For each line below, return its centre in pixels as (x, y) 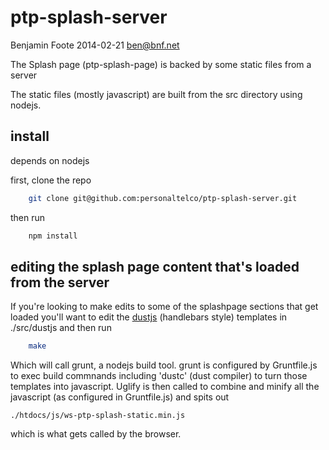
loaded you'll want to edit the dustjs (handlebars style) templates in (149, 317)
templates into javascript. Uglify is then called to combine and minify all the (165, 387)
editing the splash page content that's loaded (155, 266)
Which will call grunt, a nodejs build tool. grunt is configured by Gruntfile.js (164, 365)
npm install (53, 236)
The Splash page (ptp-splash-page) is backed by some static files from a (161, 64)
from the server (60, 282)
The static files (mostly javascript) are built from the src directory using (156, 94)
